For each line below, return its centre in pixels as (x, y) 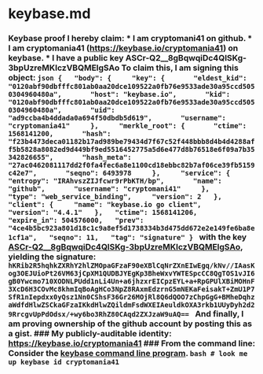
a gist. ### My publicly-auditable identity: (90, 334)
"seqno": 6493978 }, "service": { (148, 173)
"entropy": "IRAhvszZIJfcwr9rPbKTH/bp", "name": (115, 181)
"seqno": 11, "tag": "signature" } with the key (148, 237)
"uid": (102, 110)
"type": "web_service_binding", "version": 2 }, (115, 197)
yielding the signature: (52, 257)
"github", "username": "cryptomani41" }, (109, 189)
